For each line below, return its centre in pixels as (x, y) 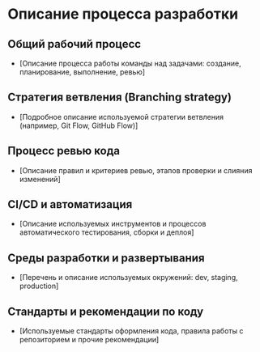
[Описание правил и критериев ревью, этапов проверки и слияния (136, 170)
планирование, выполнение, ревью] (82, 72)
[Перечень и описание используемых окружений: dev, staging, (128, 278)
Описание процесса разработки (123, 14)
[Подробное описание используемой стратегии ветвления (121, 117)
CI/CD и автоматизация (70, 204)
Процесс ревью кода (64, 151)
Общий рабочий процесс (75, 44)
